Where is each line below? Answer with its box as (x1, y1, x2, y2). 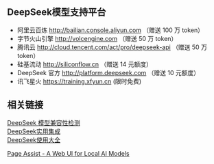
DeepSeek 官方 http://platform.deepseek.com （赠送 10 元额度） (16, 68, 200, 77)
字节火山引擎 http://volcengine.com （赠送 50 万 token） (16, 34, 178, 42)
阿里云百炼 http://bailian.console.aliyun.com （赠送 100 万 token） (16, 26, 204, 34)
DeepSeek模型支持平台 (7, 6, 106, 18)
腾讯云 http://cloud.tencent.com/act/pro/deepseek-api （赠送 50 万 (16, 43, 208, 51)
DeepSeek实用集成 (7, 127, 60, 135)
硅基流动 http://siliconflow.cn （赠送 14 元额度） (16, 60, 153, 68)
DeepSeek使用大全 (7, 135, 60, 143)
